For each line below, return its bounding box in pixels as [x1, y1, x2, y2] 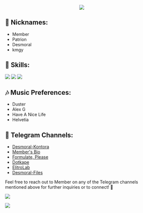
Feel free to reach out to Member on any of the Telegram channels [5, 179, 139, 185]
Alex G [12, 106, 26, 112]
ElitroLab [12, 164, 30, 170]
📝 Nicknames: [5, 18, 48, 27]
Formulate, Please [12, 154, 49, 160]
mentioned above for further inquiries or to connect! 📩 [5, 184, 113, 190]
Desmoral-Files [12, 170, 43, 176]
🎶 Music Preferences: [5, 89, 71, 97]
